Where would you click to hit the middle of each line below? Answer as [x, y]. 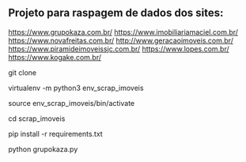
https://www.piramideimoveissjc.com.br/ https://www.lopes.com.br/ [119, 49]
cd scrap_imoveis [37, 119]
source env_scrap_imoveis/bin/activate [72, 103]
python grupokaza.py [43, 149]
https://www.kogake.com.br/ [55, 57]
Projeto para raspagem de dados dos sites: [116, 13]
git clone [23, 72]
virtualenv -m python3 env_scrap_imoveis [76, 88]
